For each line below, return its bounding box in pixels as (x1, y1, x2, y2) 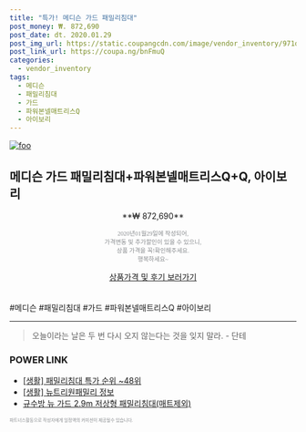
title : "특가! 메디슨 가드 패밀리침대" (9, 13, 138, 23)
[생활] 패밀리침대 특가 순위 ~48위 (22, 375, 142, 386)
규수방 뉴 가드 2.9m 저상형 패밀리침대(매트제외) (22, 398, 191, 409)
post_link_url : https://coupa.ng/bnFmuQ (9, 47, 166, 57)
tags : (9, 73, 30, 82)
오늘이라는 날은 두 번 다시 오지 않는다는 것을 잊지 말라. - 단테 (31, 330, 247, 341)
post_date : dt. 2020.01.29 (9, 30, 112, 39)
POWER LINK (9, 353, 68, 365)
